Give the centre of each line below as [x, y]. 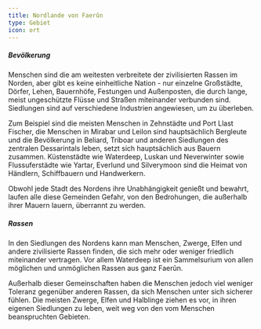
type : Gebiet [29, 23]
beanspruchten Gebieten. [49, 317]
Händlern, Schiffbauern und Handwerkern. [77, 174]
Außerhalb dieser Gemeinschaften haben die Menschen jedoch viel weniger [130, 283]
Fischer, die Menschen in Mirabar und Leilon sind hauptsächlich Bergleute [127, 132]
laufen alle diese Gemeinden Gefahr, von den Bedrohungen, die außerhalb [128, 197]
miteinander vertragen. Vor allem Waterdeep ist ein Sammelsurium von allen [130, 260]
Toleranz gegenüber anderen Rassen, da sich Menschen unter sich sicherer [130, 292]
